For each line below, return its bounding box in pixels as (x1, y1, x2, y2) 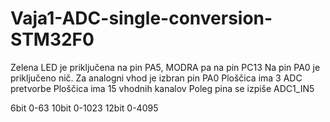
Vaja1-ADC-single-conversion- (10, 7, 273, 30)
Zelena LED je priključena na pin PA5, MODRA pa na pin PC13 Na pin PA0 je (10, 61, 321, 73)
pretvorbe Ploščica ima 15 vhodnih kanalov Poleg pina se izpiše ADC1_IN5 (10, 82, 315, 94)
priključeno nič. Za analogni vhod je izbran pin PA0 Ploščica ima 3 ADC (10, 72, 303, 84)
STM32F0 (10, 28, 95, 51)
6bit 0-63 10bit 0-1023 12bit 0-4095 (10, 102, 159, 114)
